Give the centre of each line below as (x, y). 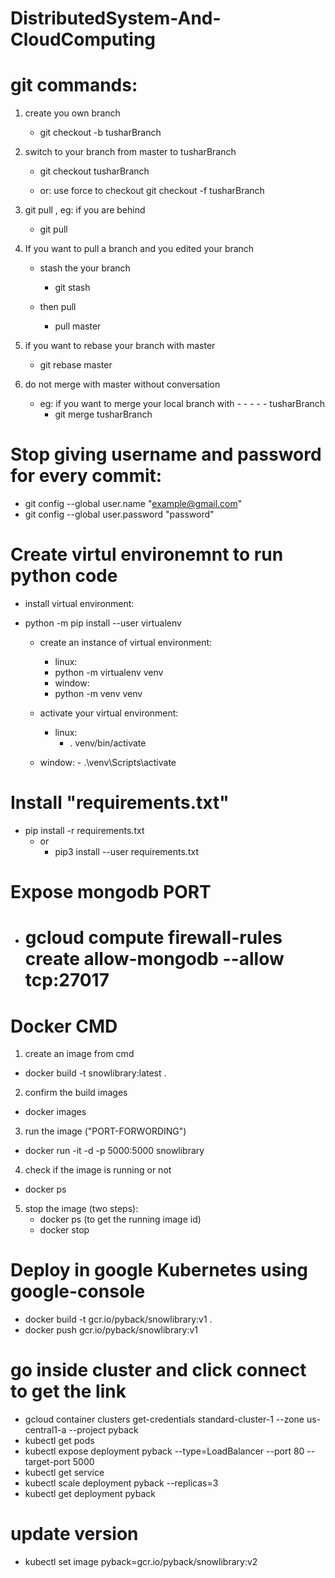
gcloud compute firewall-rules (153, 938)
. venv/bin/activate (108, 743)
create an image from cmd (79, 1054)
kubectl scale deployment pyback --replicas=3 (121, 1483)
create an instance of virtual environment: (126, 642)
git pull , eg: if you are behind (85, 210)
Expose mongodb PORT (111, 892)
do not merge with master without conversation (122, 384)
